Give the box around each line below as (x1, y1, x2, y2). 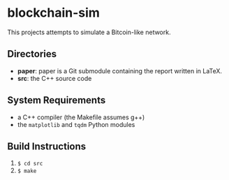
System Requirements (7, 94, 106, 106)
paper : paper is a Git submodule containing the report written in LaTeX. (17, 66, 222, 75)
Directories (7, 48, 57, 60)
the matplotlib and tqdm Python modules (17, 120, 135, 128)
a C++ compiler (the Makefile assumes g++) (17, 113, 145, 121)
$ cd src (17, 160, 43, 167)
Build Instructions (7, 140, 87, 152)
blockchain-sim (7, 5, 100, 21)
